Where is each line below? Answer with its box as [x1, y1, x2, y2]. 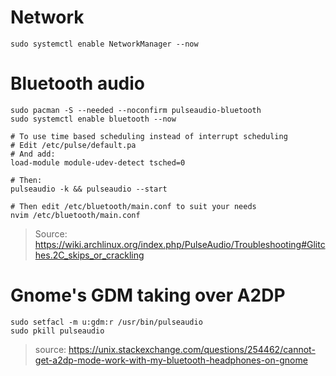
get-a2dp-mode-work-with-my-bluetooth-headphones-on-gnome [34, 354, 308, 366]
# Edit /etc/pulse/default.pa [10, 140, 137, 150]
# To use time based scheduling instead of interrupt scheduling [10, 131, 288, 141]
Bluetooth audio [10, 72, 146, 95]
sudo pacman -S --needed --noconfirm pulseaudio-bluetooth [10, 105, 262, 115]
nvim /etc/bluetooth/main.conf [10, 210, 141, 220]
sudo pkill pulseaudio [10, 326, 105, 336]
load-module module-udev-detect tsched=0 [10, 157, 186, 168]
